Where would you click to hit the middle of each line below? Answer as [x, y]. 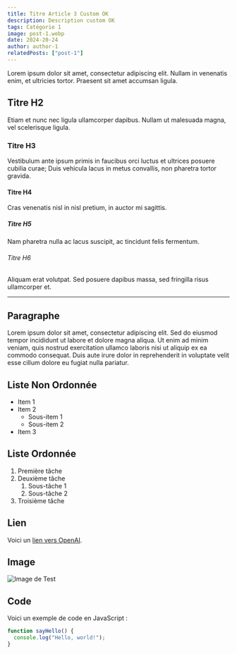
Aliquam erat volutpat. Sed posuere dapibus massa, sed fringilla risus [108, 280]
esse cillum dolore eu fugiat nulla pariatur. [68, 363]
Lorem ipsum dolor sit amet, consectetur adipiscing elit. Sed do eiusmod [113, 333]
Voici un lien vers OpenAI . [45, 540]
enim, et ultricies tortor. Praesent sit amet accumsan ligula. [92, 80]
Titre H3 [22, 145]
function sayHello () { [41, 631]
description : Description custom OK [61, 20]
